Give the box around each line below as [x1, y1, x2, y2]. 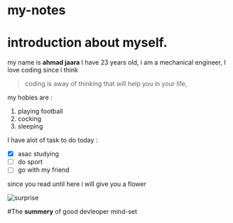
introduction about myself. [7, 35, 168, 51]
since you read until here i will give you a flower [7, 180, 147, 188]
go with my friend [17, 165, 70, 174]
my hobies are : [7, 93, 53, 102]
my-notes [7, 2, 66, 18]
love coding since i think [7, 66, 79, 75]
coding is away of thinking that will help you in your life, [24, 80, 188, 88]
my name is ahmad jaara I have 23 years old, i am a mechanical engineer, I [7, 58, 226, 67]
